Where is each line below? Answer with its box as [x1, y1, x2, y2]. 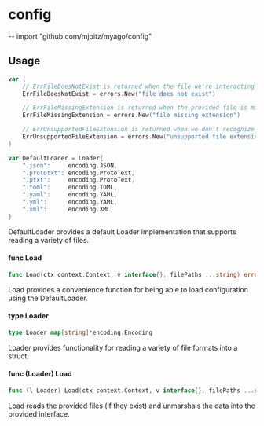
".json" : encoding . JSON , [22, 161, 118, 170]
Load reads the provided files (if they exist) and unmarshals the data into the [8, 401, 255, 410]
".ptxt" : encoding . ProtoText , [22, 176, 135, 184]
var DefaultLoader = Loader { [8, 154, 104, 162]
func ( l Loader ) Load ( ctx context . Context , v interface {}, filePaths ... [8, 387, 255, 395]
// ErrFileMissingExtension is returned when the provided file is [22, 104, 247, 112]
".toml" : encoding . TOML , [22, 183, 118, 192]
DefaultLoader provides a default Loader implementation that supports [8, 226, 237, 237]
